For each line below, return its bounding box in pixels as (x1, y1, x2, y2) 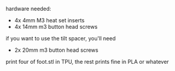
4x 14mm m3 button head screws (14, 23, 98, 30)
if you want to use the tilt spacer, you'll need (5, 35, 116, 42)
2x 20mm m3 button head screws (14, 46, 99, 54)
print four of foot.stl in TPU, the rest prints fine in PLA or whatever (5, 58, 170, 65)
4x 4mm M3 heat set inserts (14, 17, 85, 23)
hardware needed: (5, 5, 52, 12)
